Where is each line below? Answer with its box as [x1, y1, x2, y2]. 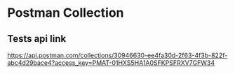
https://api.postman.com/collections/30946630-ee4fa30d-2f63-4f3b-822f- [7, 51, 228, 59]
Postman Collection [7, 5, 124, 21]
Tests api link [7, 33, 67, 45]
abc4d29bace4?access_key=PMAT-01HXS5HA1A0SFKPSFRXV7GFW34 [7, 59, 215, 67]
